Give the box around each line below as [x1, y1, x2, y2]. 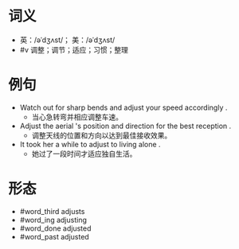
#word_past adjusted [19, 231, 89, 241]
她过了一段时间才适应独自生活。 [31, 149, 137, 158]
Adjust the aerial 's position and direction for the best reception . [19, 121, 232, 130]
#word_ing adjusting [19, 215, 88, 224]
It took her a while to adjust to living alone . [19, 139, 161, 149]
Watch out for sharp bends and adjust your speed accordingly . [19, 103, 228, 112]
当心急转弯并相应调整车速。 [31, 112, 123, 122]
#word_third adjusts [19, 206, 85, 216]
